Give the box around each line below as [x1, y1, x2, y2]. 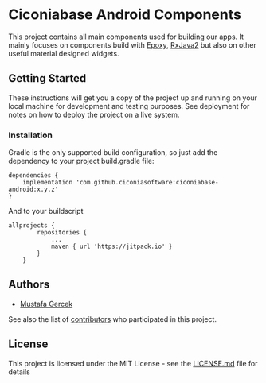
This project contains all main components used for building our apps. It [8, 32, 244, 41]
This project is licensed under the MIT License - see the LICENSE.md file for [8, 358, 258, 368]
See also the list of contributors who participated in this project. [8, 314, 217, 323]
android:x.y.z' [8, 185, 59, 194]
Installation [8, 130, 53, 141]
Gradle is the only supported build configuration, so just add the [8, 148, 218, 157]
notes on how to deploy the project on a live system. [8, 110, 180, 119]
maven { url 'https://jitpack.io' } [50, 242, 173, 251]
